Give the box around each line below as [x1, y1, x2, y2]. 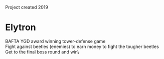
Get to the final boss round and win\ [5, 48, 79, 54]
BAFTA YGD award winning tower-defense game [5, 38, 106, 44]
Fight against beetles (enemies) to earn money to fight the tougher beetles [5, 43, 159, 49]
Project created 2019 [5, 4, 49, 10]
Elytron [5, 22, 36, 33]
